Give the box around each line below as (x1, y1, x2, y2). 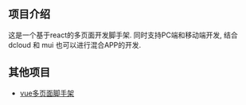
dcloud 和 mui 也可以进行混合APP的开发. (8, 40, 142, 49)
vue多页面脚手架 (19, 88, 75, 98)
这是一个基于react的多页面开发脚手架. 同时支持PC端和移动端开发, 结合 (8, 30, 238, 40)
